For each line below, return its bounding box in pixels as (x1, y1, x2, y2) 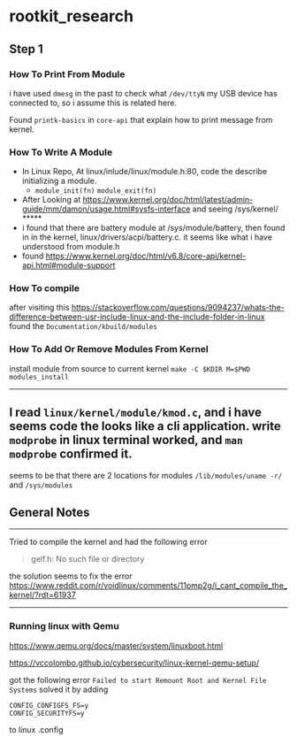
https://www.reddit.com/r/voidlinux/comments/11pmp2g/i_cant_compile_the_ (9, 580, 287, 591)
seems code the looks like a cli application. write (9, 418, 281, 434)
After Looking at (21, 195, 81, 205)
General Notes (9, 504, 90, 519)
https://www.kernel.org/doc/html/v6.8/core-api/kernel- (45, 250, 247, 262)
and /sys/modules (9, 479, 73, 490)
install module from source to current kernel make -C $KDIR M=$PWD (9, 363, 250, 373)
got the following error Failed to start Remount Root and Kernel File (9, 674, 267, 685)
